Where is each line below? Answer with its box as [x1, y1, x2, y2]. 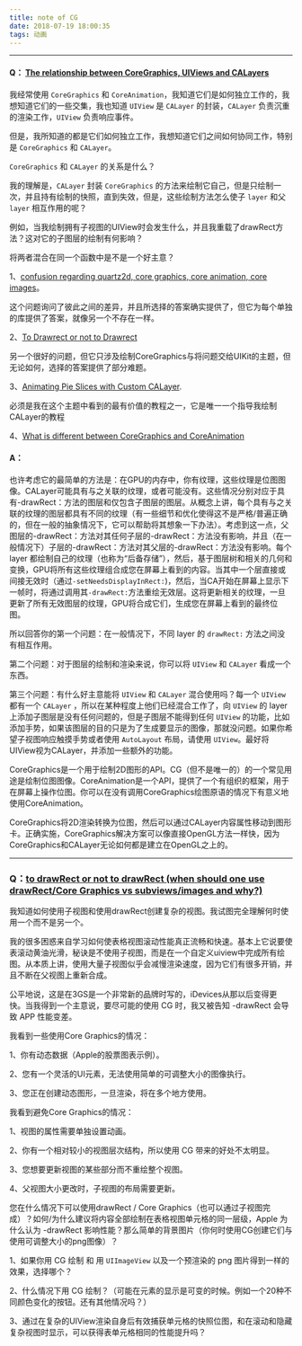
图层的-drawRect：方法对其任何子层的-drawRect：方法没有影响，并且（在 [9, 530, 285, 541]
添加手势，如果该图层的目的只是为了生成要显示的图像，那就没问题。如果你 [9, 722, 285, 733]
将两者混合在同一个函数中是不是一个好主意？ [9, 252, 175, 262]
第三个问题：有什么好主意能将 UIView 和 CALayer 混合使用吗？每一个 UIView [9, 688, 286, 699]
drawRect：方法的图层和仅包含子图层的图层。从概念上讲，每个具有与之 [21, 496, 285, 508]
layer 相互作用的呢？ [9, 202, 87, 213]
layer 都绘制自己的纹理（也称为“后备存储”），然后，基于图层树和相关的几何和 [9, 553, 293, 563]
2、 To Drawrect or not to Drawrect [9, 332, 138, 342]
